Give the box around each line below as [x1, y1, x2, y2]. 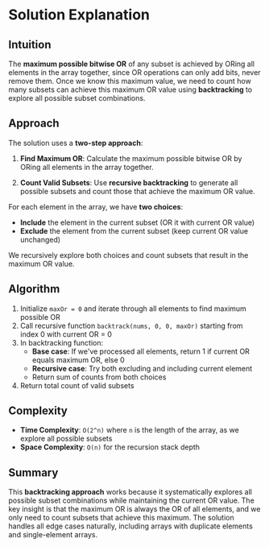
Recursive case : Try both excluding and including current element [31, 363, 253, 373]
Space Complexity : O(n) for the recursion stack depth [19, 442, 200, 452]
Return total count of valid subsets [19, 380, 134, 390]
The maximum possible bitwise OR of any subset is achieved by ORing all [8, 59, 255, 68]
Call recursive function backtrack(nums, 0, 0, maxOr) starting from [19, 321, 243, 330]
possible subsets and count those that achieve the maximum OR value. [19, 186, 255, 196]
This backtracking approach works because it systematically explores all [8, 487, 252, 497]
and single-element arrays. [8, 530, 98, 540]
